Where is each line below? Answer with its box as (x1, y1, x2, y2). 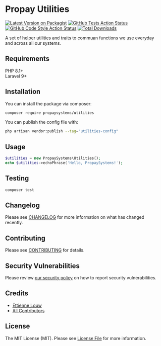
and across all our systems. (5, 40, 61, 46)
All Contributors (12, 307, 45, 314)
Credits (5, 289, 29, 298)
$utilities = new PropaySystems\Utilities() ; (5, 156, 101, 161)
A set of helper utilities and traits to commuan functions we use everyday (5, 35, 155, 41)
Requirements (5, 55, 50, 63)
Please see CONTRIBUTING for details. (5, 247, 85, 253)
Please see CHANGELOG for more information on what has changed (5, 214, 145, 220)
